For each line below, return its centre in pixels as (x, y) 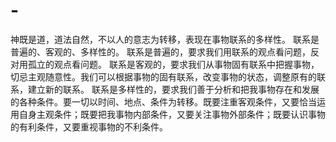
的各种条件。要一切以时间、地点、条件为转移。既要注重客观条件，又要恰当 (163, 101)
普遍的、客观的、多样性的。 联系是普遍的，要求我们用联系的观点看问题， (160, 51)
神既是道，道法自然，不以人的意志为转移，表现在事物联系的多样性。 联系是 (165, 39)
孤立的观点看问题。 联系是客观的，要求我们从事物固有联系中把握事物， (173, 64)
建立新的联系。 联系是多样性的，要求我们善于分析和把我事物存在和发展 (173, 89)
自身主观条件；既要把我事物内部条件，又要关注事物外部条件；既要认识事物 (172, 114)
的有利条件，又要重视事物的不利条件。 (89, 126)
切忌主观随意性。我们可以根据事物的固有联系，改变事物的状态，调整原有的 (163, 76)
